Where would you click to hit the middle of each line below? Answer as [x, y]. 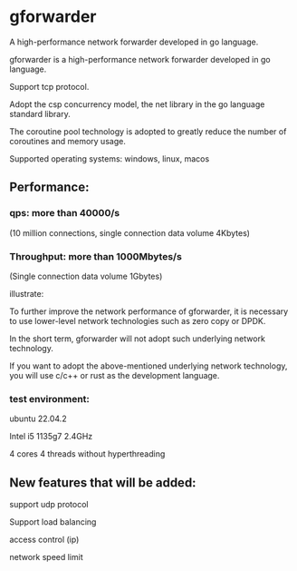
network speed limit [46, 557]
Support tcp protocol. [49, 86]
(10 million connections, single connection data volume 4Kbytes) [130, 232]
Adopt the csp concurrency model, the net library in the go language [137, 104]
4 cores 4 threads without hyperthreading [87, 454]
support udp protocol [49, 505]
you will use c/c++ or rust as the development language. [115, 375]
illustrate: [27, 293]
